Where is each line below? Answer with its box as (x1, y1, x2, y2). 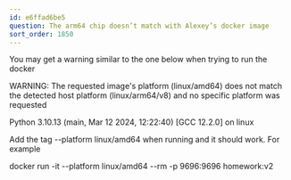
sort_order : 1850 (9, 29, 74, 38)
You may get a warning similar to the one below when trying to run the (9, 54, 268, 65)
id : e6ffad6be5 (9, 12, 66, 22)
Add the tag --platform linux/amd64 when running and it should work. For (9, 135, 280, 145)
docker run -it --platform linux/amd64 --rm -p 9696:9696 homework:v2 (9, 161, 274, 172)
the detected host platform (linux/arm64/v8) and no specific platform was (9, 90, 280, 101)
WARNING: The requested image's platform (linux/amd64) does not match (9, 81, 283, 92)
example (9, 143, 41, 154)
